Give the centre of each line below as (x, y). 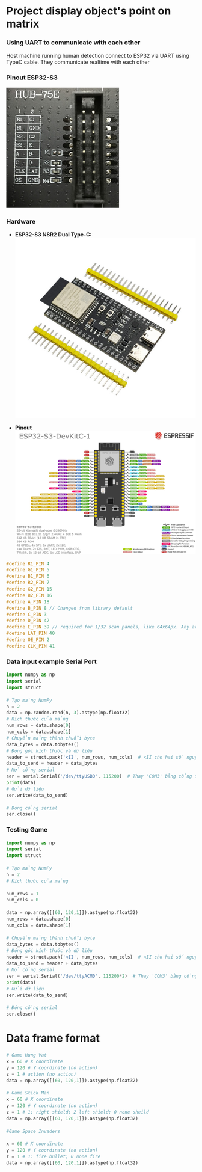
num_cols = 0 (23, 900)
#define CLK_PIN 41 (31, 646)
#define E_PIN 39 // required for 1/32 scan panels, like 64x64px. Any (98, 627)
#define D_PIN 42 (28, 621)
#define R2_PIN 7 (28, 583)
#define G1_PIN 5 (28, 570)
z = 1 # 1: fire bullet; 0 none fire (54, 1156)
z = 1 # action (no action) (41, 1074)
